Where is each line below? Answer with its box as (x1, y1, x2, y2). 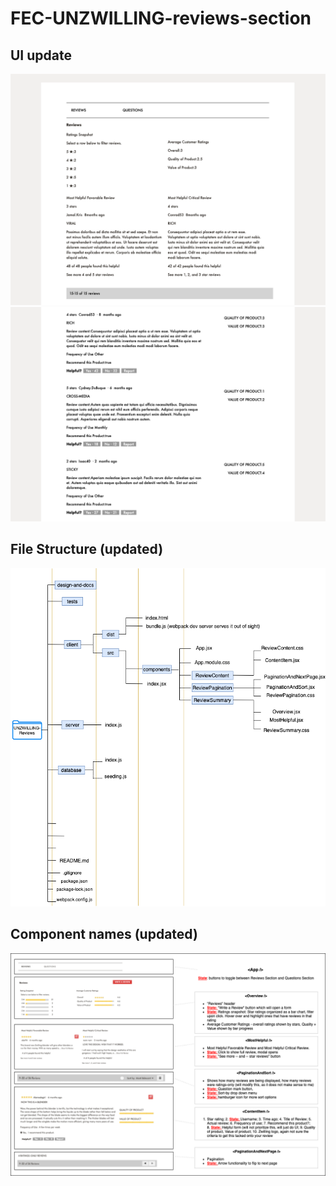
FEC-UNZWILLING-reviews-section (10, 7, 312, 30)
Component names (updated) (10, 926, 198, 943)
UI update (10, 47, 72, 64)
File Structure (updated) (10, 541, 164, 558)
